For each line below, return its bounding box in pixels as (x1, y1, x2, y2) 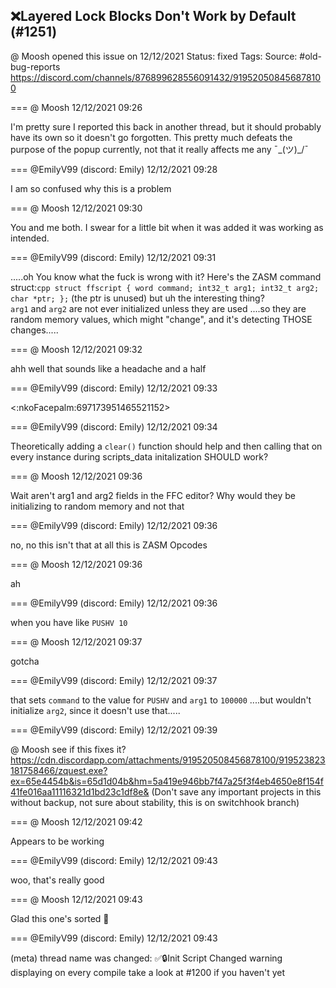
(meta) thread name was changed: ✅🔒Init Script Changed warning (10, 952, 283, 964)
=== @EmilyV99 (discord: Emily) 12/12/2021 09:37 (10, 674, 218, 686)
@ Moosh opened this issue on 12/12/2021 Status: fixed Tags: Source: (10, 50, 298, 62)
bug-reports (10, 60, 61, 73)
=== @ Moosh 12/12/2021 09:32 (10, 343, 143, 355)
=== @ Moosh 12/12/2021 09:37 (10, 635, 143, 648)
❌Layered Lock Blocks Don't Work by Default (10, 8, 297, 25)
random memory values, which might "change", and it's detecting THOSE (10, 313, 313, 325)
